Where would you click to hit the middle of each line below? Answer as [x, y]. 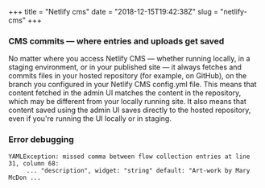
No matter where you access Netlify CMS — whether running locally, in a [129, 59]
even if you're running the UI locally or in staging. [90, 119]
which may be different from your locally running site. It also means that [128, 102]
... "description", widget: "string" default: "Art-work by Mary [138, 170]
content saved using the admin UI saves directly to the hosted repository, [130, 110]
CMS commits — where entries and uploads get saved [116, 41]
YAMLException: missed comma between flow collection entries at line [129, 157]
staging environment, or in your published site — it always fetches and [125, 67]
